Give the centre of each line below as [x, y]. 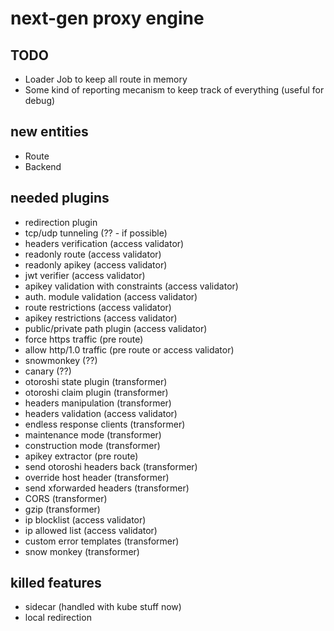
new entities [49, 132]
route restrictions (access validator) [98, 307]
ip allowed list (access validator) [91, 530]
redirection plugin [61, 222]
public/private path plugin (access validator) [116, 328]
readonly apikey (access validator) [96, 264]
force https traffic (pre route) [84, 339]
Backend [43, 166]
